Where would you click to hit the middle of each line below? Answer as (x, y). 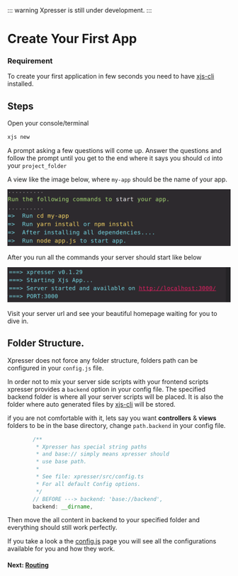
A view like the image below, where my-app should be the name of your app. (118, 179)
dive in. (18, 321)
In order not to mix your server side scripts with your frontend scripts (108, 381)
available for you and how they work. (61, 549)
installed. (21, 84)
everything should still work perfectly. (62, 528)
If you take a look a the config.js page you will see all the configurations (112, 541)
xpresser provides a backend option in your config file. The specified (107, 389)
